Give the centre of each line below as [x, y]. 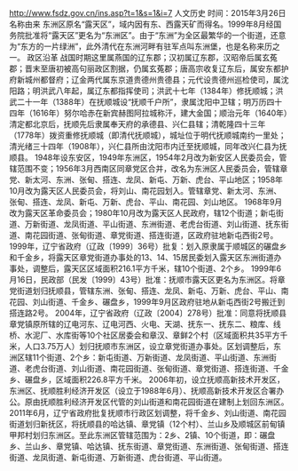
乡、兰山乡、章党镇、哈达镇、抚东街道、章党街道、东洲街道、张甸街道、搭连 [149, 446]
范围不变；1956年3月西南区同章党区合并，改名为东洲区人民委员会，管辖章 [152, 168]
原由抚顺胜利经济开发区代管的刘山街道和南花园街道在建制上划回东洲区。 [157, 402]
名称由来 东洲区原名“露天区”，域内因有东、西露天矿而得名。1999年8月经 [141, 24]
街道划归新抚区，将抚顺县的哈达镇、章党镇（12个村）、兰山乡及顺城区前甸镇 [147, 424]
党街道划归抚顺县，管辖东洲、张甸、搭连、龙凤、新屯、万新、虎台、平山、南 [149, 291]
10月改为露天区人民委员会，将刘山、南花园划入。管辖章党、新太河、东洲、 [145, 191]
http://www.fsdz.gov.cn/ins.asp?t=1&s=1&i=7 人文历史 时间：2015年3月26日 [148, 13]
